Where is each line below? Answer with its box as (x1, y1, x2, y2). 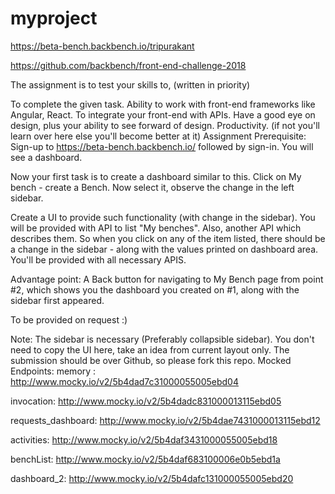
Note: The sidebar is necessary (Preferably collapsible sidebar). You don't (10, 333, 315, 345)
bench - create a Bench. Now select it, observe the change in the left (10, 181, 295, 193)
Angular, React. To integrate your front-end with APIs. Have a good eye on (10, 108, 316, 121)
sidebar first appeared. (10, 294, 105, 306)
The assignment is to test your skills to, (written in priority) (10, 78, 251, 91)
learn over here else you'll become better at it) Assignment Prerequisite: (10, 130, 307, 142)
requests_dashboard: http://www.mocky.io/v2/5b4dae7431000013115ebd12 (10, 414, 321, 426)
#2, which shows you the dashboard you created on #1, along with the (10, 283, 300, 296)
